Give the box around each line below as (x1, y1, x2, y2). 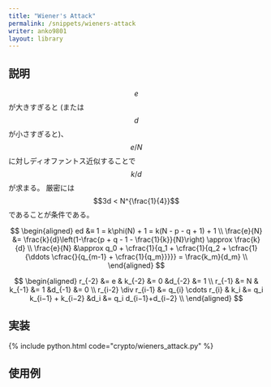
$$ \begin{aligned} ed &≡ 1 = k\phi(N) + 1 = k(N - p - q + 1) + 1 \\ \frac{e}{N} (10, 226, 263, 236)
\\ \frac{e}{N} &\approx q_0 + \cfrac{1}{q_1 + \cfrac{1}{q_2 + (27, 243, 227, 253)
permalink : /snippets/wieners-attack (8, 19, 136, 28)
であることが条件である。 (8, 210, 94, 220)
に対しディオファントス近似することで (8, 156, 136, 166)
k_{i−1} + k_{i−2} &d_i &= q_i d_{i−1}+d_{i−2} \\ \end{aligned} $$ (29, 294, 243, 303)
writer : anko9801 (8, 27, 67, 35)
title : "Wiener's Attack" (8, 11, 96, 20)
